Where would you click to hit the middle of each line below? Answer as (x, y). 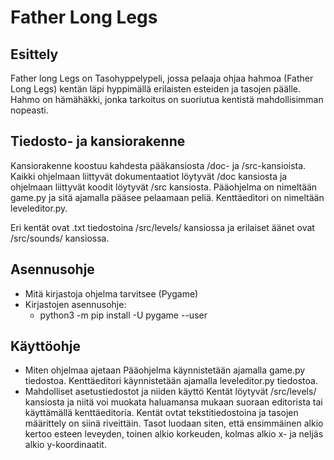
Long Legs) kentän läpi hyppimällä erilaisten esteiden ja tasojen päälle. (156, 89)
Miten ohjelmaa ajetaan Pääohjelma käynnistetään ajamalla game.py (165, 370)
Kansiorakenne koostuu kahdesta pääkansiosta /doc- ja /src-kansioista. (158, 165)
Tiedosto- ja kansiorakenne (98, 141)
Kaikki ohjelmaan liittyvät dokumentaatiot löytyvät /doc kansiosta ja (149, 176)
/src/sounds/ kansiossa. (60, 238)
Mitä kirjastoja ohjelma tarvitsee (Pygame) (111, 293)
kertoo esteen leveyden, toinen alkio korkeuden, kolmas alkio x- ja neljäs (174, 434)
